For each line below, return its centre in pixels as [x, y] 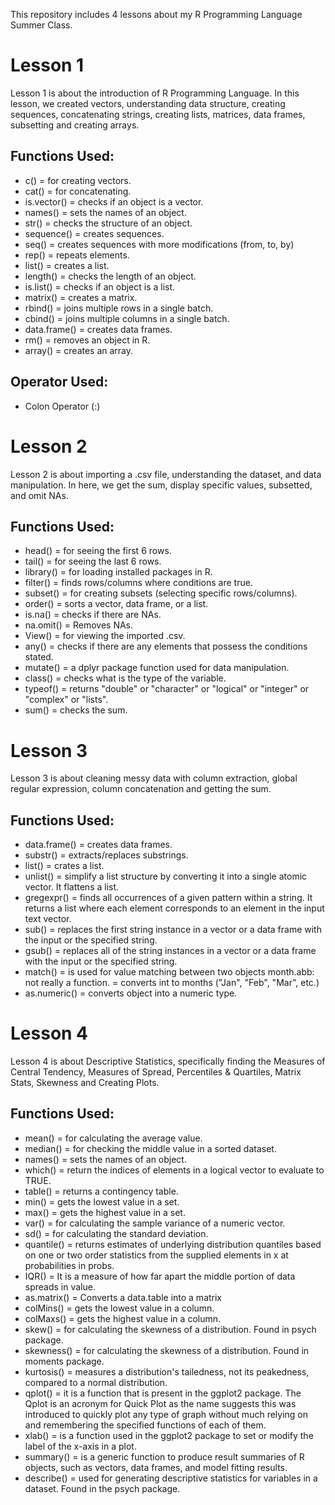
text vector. [48, 919]
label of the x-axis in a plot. [80, 1446]
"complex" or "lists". [66, 700]
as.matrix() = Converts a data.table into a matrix [123, 1297]
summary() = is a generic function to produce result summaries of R [164, 1456]
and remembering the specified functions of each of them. [145, 1425]
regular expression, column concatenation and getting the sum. [141, 789]
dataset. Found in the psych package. [102, 1488]
